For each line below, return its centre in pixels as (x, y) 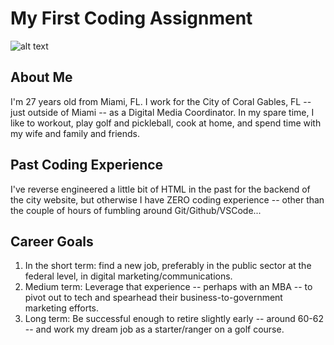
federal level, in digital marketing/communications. (128, 276)
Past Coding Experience (87, 165)
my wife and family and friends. (75, 133)
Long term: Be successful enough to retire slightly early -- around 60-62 (174, 319)
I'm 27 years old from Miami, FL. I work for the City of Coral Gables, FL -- (161, 101)
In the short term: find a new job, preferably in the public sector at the (168, 266)
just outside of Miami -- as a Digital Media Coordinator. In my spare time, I (162, 112)
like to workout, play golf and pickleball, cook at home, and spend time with (166, 123)
